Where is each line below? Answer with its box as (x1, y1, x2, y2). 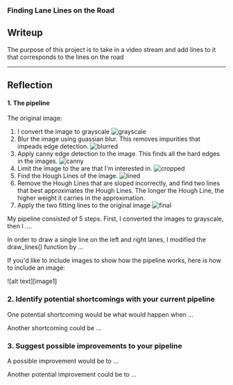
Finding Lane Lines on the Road (7, 6, 115, 15)
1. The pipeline (7, 99, 50, 107)
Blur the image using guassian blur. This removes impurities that (17, 135, 201, 144)
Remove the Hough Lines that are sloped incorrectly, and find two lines (17, 179, 221, 187)
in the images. (17, 157, 58, 165)
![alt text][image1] (7, 277, 58, 286)
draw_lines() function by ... (7, 243, 84, 251)
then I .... (7, 222, 33, 230)
